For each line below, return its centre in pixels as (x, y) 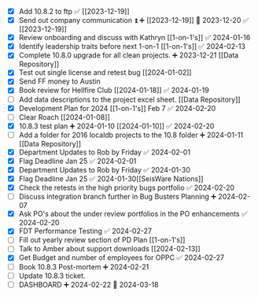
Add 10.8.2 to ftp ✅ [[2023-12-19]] (74, 11)
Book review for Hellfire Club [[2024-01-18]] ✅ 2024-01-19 (114, 91)
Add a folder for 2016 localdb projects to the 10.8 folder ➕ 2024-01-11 (131, 135)
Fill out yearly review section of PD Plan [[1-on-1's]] (102, 240)
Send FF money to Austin (60, 81)
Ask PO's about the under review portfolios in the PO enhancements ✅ (133, 214)
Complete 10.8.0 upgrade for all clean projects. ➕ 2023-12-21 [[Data (129, 55)
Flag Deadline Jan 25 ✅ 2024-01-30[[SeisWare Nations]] (111, 179)
